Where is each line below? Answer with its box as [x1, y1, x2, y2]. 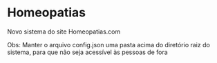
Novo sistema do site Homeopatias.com [7, 27, 121, 36]
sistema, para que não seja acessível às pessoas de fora [7, 48, 168, 56]
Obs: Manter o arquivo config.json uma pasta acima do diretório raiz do [7, 40, 211, 49]
